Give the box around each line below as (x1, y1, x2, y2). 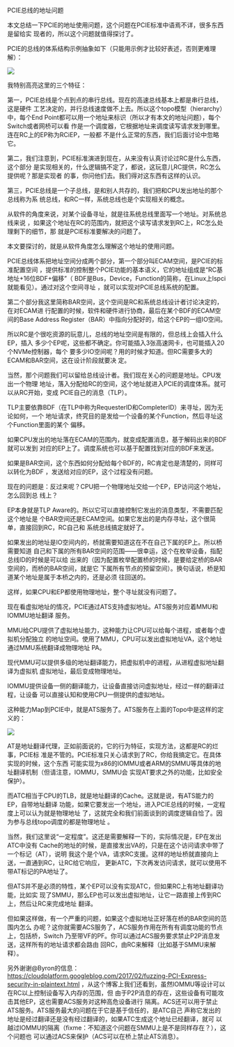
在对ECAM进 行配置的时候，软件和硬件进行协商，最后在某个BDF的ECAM (7, 307, 215, 315)
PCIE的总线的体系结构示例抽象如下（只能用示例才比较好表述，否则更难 (7, 45, 210, 52)
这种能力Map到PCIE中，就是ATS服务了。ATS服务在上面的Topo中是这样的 (7, 706, 218, 713)
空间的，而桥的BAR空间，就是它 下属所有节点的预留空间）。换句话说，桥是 (7, 564, 219, 573)
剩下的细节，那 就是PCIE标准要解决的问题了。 (13, 227, 145, 235)
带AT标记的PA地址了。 (7, 867, 72, 876)
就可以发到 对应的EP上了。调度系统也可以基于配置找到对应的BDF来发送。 (7, 444, 218, 452)
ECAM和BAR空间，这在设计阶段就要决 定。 (7, 356, 131, 364)
